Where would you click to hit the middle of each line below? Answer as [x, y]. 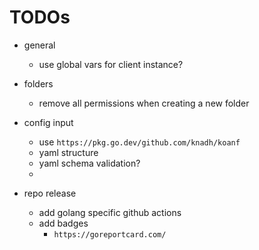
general [39, 45]
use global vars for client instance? [111, 64]
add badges [63, 223]
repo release [50, 193]
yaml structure [68, 152]
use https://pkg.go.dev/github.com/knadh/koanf [139, 142]
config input [48, 122]
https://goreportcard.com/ [110, 234]
